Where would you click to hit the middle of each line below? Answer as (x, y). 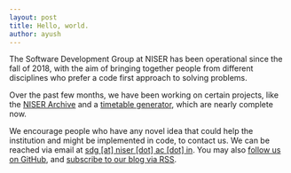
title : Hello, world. (49, 26)
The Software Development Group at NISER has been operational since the (146, 59)
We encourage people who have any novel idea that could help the (131, 131)
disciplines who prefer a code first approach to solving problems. (128, 78)
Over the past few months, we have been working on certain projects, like (144, 95)
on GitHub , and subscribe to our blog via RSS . (93, 160)
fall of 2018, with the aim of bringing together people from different (131, 68)
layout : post (33, 17)
